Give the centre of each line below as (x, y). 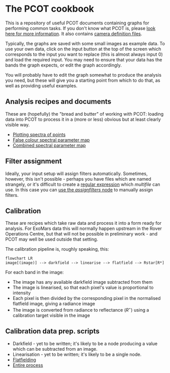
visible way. (18, 124)
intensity (22, 293)
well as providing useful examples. (41, 86)
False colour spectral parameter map (51, 140)
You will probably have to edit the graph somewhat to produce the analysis (83, 75)
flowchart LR (19, 259)
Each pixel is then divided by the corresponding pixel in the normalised (87, 298)
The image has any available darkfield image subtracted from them (83, 282)
